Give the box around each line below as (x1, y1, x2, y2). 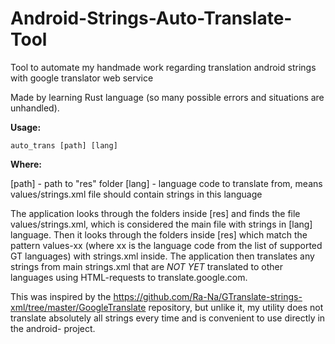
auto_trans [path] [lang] (10, 140, 118, 151)
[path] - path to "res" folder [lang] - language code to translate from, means (10, 177, 323, 189)
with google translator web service (10, 72, 154, 84)
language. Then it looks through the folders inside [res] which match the (10, 228, 308, 241)
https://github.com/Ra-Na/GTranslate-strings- (113, 290, 303, 302)
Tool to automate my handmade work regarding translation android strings (10, 61, 317, 73)
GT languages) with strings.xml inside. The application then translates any (10, 250, 315, 262)
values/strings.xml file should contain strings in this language (10, 188, 263, 200)
